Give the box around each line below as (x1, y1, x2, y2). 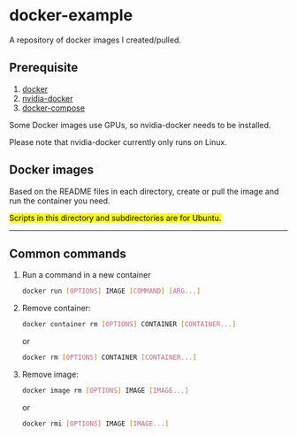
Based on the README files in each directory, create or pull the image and (9, 186, 279, 196)
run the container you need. (9, 195, 110, 206)
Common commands (9, 246, 126, 261)
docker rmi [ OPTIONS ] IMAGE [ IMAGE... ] (21, 419, 170, 428)
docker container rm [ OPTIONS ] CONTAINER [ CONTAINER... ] (21, 320, 237, 329)
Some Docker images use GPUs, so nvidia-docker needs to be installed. (9, 119, 271, 130)
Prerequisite (9, 60, 79, 75)
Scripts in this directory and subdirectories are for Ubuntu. (9, 212, 222, 223)
